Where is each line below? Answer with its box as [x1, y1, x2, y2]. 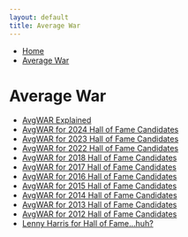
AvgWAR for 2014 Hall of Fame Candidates [21, 190, 178, 201]
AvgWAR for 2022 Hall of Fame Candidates [21, 143, 179, 154]
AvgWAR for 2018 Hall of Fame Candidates [21, 152, 177, 164]
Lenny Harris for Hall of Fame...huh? [21, 218, 154, 229]
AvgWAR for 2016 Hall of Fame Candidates [21, 172, 177, 182]
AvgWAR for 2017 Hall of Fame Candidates [21, 162, 177, 172]
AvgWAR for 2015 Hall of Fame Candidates [21, 180, 177, 191]
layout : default [9, 12, 69, 22]
